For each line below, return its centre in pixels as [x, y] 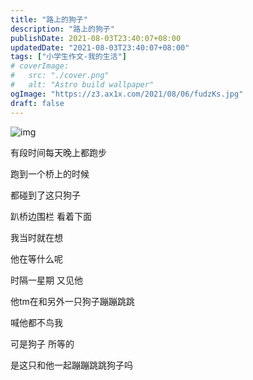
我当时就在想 [36, 237]
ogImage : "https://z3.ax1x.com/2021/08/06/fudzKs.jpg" [127, 94]
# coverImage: [40, 66]
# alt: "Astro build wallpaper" [82, 85]
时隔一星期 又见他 [46, 280]
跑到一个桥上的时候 [50, 173]
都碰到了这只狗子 [45, 195]
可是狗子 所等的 [42, 343]
